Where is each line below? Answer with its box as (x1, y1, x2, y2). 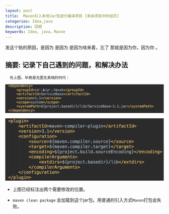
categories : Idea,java (5, 19, 53, 24)
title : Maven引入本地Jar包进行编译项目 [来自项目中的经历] (5, 13, 119, 19)
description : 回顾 (5, 24, 42, 29)
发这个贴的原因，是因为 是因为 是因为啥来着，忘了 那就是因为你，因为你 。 (5, 44, 160, 50)
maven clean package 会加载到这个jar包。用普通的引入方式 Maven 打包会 (12, 197, 157, 203)
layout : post (5, 8, 33, 13)
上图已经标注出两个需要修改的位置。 (12, 186, 88, 192)
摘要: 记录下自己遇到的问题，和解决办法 (5, 60, 128, 69)
